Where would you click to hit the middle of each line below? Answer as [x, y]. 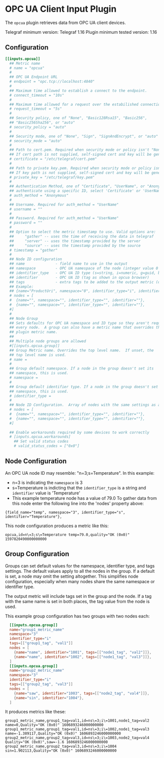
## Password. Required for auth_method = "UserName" [64, 218]
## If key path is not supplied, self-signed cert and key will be [80, 172]
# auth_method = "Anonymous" [39, 196]
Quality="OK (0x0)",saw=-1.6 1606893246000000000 [57, 742]
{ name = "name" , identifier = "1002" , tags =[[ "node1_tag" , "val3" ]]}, [83, 657]
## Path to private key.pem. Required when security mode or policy [81, 168]
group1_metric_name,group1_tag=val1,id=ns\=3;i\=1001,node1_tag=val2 [77, 721]
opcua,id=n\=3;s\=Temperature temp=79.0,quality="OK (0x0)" [68, 535]
